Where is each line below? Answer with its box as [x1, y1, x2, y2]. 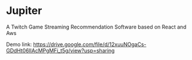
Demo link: [6, 41, 32, 48]
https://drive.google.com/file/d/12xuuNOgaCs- [33, 41, 147, 48]
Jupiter [6, 4, 42, 17]
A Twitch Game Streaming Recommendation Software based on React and [6, 23, 187, 30]
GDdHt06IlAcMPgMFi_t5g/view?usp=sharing [6, 47, 115, 54]
